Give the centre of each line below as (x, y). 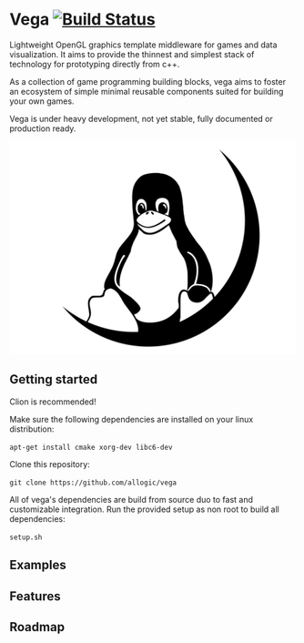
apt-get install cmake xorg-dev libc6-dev (91, 447)
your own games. (42, 101)
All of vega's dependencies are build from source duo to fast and (131, 499)
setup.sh (26, 537)
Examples (38, 565)
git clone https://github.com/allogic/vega (93, 483)
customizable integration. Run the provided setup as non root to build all (144, 509)
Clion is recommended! (53, 402)
